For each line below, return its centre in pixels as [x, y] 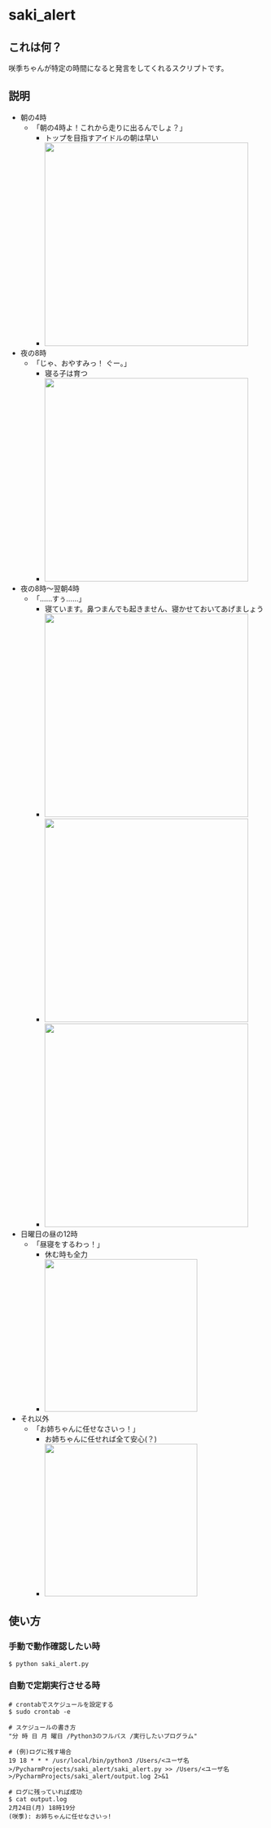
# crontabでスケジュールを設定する [61, 1704]
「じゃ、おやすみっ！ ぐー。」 [82, 363]
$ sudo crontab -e [39, 1712]
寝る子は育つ [66, 373]
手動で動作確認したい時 [54, 1647]
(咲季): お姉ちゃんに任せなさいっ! [60, 1817]
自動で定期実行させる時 [54, 1686]
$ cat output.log [38, 1799]
